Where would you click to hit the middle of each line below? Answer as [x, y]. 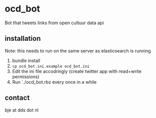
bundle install [26, 61]
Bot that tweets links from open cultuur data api [54, 23]
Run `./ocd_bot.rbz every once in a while [54, 82]
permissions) [26, 77]
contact [17, 98]
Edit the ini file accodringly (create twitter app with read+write [77, 71]
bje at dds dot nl [22, 110]
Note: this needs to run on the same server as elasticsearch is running [78, 50]
